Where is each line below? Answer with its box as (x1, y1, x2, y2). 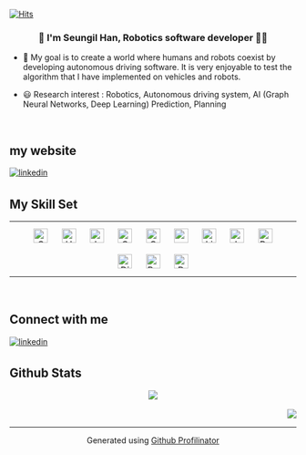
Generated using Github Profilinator (86, 434, 220, 446)
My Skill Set (9, 196, 78, 212)
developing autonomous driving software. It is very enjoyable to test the (22, 62, 292, 73)
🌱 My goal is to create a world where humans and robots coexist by (22, 52, 276, 63)
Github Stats (9, 366, 82, 381)
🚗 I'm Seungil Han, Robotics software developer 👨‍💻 (37, 31, 269, 44)
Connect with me (9, 312, 109, 327)
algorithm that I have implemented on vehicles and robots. (22, 71, 241, 82)
